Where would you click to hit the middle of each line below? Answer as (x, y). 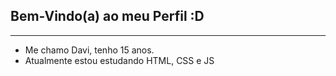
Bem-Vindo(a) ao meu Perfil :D (107, 16)
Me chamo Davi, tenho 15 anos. (89, 50)
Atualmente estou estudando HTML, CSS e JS (119, 60)
